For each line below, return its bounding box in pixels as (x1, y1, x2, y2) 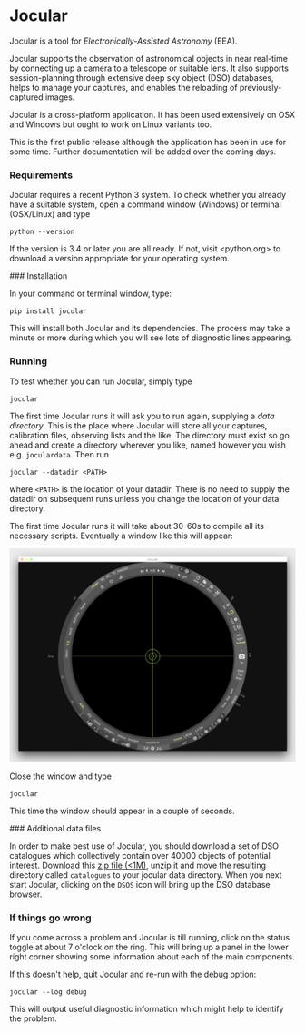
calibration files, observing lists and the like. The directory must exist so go (9, 429, 290, 440)
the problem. (9, 1013, 57, 1024)
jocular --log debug (9, 988, 88, 997)
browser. (9, 889, 43, 900)
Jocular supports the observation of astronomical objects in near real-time (9, 53, 289, 64)
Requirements (9, 169, 74, 182)
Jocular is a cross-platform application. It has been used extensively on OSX (9, 109, 296, 120)
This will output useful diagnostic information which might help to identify (9, 1004, 284, 1015)
